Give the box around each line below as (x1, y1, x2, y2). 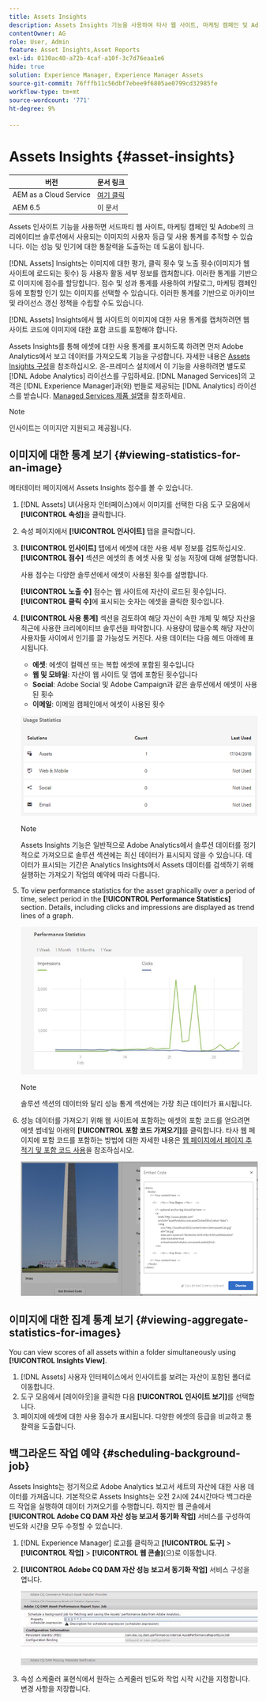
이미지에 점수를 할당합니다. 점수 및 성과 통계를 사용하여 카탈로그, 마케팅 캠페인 (17, 278, 257, 288)
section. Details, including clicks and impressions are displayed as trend (20, 902, 255, 912)
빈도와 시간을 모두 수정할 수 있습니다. (9, 1521, 123, 1530)
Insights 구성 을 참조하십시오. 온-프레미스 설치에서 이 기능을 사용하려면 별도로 (9, 361, 246, 371)
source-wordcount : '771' (9, 96, 91, 104)
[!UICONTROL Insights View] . (9, 1355, 107, 1365)
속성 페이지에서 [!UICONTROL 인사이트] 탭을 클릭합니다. (20, 527, 196, 536)
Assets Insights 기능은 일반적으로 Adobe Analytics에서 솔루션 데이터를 (20, 840, 242, 849)
